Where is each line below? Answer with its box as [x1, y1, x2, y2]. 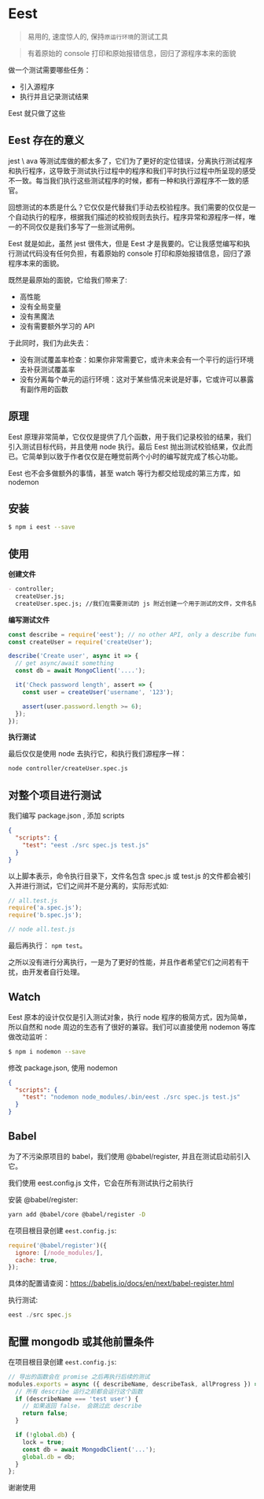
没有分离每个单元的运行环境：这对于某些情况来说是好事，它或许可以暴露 [19, 375, 254, 384]
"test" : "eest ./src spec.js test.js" [22, 841, 149, 849]
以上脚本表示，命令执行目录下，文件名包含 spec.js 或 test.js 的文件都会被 [8, 871, 245, 881]
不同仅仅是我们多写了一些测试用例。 [21, 222, 139, 231]
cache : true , [15, 1256, 58, 1264]
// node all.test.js [8, 925, 76, 933]
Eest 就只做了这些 [8, 108, 66, 118]
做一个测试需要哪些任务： [8, 65, 91, 75]
